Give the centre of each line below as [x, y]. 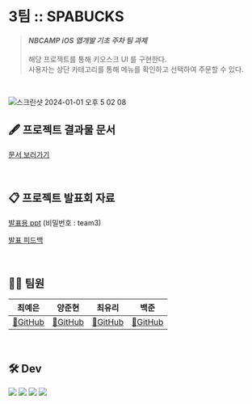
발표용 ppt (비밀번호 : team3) [55, 222]
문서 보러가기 [29, 154]
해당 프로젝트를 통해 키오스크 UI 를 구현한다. [97, 59]
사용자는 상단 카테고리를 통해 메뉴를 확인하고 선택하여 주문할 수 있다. [136, 69]
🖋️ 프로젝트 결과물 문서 [62, 130]
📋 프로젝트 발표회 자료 [62, 198]
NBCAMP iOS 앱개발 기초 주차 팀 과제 [88, 40]
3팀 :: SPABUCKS [66, 17]
